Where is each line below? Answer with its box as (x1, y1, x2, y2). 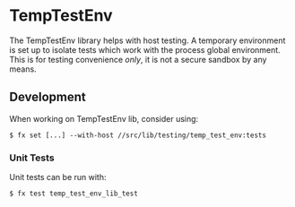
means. (9, 64, 38, 74)
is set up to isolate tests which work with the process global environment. (9, 44, 281, 55)
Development (9, 90, 87, 105)
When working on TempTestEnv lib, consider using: (9, 113, 199, 124)
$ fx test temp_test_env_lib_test (9, 189, 139, 198)
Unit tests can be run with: (9, 172, 107, 183)
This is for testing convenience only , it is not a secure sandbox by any (9, 54, 267, 65)
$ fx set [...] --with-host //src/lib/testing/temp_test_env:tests (9, 131, 267, 140)
